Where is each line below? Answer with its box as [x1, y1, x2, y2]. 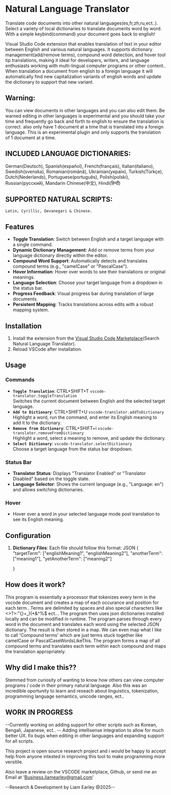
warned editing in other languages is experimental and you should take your [5, 113, 165, 119]
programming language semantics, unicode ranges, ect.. [5, 693, 124, 699]
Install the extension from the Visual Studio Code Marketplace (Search [12, 335, 160, 341]
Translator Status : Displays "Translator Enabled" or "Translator [12, 470, 146, 476]
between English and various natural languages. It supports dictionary [5, 46, 153, 52]
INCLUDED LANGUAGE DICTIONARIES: [5, 149, 131, 158]
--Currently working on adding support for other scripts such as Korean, [5, 721, 157, 727]
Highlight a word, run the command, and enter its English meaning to [12, 414, 157, 420]
